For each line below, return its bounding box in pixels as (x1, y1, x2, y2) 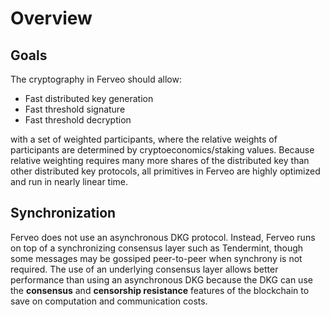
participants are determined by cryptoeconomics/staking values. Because (10, 144, 315, 156)
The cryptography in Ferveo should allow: (10, 73, 182, 85)
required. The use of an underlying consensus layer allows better (10, 263, 279, 275)
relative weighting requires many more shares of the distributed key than (10, 155, 310, 166)
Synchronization (10, 205, 117, 222)
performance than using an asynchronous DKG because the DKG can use (10, 273, 313, 286)
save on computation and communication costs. (10, 295, 208, 307)
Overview (10, 7, 93, 30)
